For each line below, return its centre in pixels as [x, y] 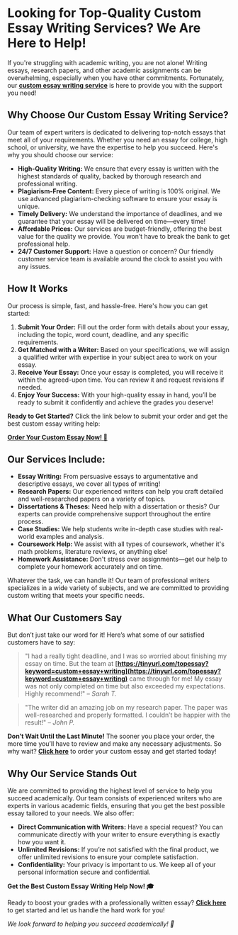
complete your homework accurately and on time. [90, 567]
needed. [30, 387]
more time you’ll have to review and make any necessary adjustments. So [114, 744]
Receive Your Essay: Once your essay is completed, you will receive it [120, 372]
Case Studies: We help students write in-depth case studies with [113, 529]
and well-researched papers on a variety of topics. [92, 499]
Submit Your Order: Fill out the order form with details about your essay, [123, 327]
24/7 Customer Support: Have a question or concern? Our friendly [115, 251]
